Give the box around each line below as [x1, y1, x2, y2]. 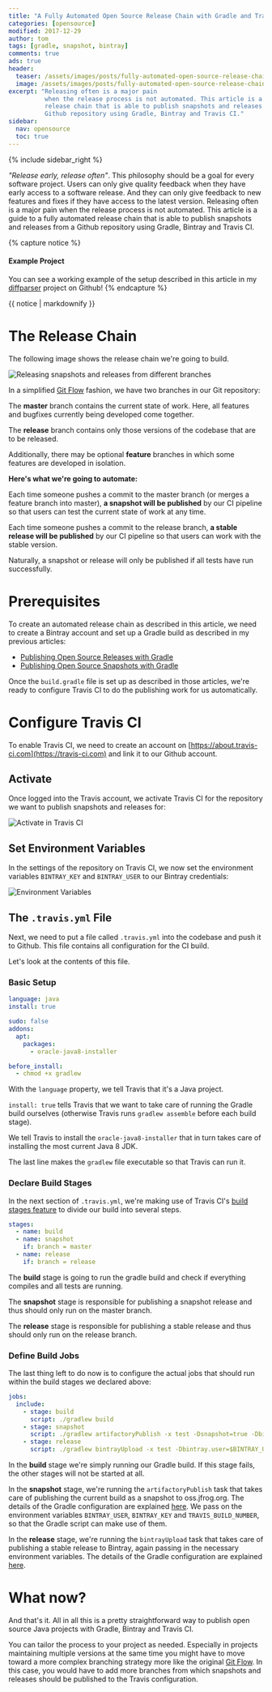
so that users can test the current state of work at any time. [8, 506, 206, 516]
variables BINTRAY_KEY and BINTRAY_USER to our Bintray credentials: [8, 872, 229, 882]
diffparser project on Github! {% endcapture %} [8, 283, 168, 293]
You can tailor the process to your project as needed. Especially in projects [8, 1640, 258, 1650]
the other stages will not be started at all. [8, 1468, 145, 1479]
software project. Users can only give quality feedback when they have [8, 179, 246, 189]
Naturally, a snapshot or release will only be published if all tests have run [8, 555, 253, 565]
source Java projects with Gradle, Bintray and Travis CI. [8, 1624, 194, 1634]
